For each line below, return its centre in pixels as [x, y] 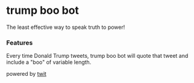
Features [20, 43]
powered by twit [27, 74]
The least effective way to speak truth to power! [66, 27]
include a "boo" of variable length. [49, 62]
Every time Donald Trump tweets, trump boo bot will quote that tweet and [97, 56]
